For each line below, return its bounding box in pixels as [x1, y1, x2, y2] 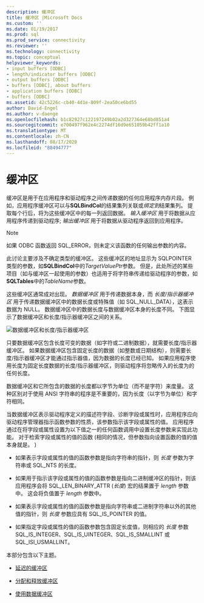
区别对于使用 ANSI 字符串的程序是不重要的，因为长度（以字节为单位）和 [11, 390, 192, 397]
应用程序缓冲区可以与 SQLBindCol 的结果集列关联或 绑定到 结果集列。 [16, 201, 186, 209]
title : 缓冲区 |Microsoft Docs [6, 15, 83, 21]
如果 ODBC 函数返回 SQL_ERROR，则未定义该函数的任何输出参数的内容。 [6, 242, 190, 249]
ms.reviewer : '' [6, 43, 47, 49]
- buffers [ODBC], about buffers [6, 83, 91, 89]
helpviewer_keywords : [6, 60, 61, 66]
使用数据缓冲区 [15, 590, 53, 597]
